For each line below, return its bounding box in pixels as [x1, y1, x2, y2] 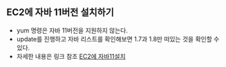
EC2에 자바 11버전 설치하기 [6, 6, 115, 19]
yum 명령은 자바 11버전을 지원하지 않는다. [16, 26, 129, 35]
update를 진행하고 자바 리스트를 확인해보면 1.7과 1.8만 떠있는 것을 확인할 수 [16, 35, 220, 43]
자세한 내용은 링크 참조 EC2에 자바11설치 [16, 52, 126, 60]
